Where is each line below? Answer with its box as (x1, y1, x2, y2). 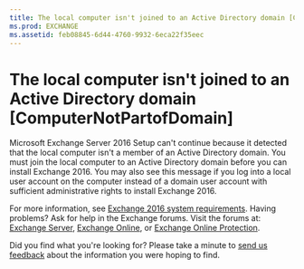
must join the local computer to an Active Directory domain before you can (9, 157, 288, 168)
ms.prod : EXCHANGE (9, 22, 79, 31)
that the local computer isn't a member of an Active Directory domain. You (9, 147, 287, 159)
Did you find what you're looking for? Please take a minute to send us (9, 240, 269, 251)
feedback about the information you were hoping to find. (9, 250, 220, 261)
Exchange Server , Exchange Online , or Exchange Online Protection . (9, 223, 261, 234)
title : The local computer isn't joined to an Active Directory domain (9, 13, 285, 23)
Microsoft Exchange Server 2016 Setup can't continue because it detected (9, 138, 288, 149)
